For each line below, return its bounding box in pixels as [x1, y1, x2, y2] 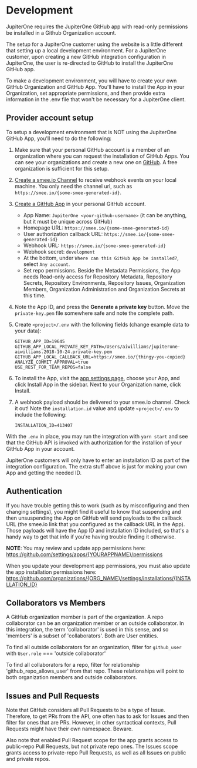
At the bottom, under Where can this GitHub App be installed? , [23, 254, 179, 261]
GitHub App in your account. [6, 445, 75, 452]
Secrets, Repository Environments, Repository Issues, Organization [23, 279, 185, 286]
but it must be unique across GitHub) [23, 218, 113, 225]
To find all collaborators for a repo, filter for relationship [6, 661, 140, 669]
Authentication [6, 486, 63, 496]
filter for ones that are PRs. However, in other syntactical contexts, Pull [6, 719, 177, 726]
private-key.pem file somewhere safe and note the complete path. [14, 310, 174, 317]
